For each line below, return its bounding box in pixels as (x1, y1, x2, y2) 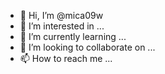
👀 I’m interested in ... (19, 20, 105, 32)
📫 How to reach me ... (19, 53, 113, 64)
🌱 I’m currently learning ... (19, 31, 127, 42)
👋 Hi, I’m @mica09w (19, 10, 104, 21)
